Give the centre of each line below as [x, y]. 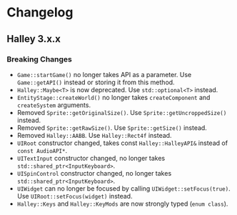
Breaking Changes [40, 59]
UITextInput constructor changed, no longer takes [91, 158]
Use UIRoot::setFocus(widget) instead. [75, 196]
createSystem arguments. [54, 105]
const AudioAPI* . [42, 150]
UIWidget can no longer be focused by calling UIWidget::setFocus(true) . [123, 188]
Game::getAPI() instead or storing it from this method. [96, 82]
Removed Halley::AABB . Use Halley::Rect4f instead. [94, 135]
